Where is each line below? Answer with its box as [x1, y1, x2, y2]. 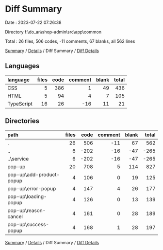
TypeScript [7, 100, 33, 107]
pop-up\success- [7, 221, 49, 228]
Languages [5, 62, 40, 70]
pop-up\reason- [7, 207, 46, 214]
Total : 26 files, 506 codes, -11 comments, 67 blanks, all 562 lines [5, 38, 135, 44]
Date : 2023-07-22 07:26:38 [5, 19, 62, 25]
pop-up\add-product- [7, 171, 60, 178]
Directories [5, 117, 40, 125]
